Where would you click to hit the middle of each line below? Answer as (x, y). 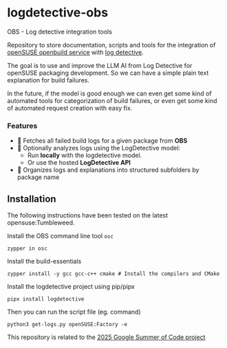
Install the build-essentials (44, 262)
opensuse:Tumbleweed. (41, 223)
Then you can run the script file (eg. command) (74, 312)
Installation (32, 199)
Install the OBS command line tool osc (61, 236)
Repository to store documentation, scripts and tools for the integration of (111, 45)
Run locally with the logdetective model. (85, 155)
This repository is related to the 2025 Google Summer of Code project (106, 337)
